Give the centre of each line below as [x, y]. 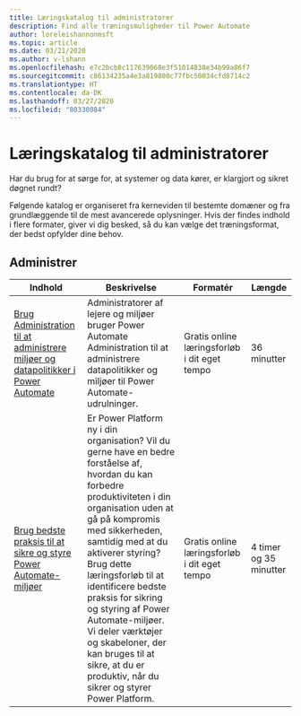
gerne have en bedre [131, 452]
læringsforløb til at [125, 575]
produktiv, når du [123, 676]
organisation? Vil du [129, 441]
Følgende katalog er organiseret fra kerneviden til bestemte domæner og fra [150, 205]
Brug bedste [39, 530]
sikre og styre [43, 553]
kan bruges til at [121, 654]
